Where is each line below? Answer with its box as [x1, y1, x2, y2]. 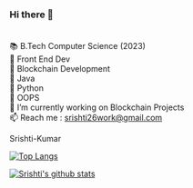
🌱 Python [9, 83, 44, 94]
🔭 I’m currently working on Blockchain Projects [9, 102, 185, 113]
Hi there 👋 [9, 8, 55, 21]
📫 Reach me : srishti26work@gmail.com [9, 113, 163, 124]
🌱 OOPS [9, 93, 40, 104]
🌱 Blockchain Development [9, 64, 111, 74]
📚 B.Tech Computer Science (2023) [9, 41, 146, 52]
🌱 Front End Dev [9, 54, 71, 64]
